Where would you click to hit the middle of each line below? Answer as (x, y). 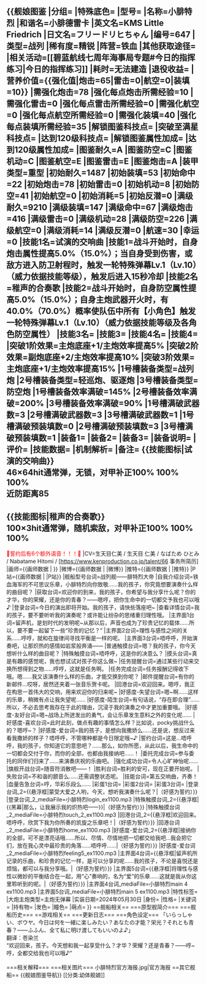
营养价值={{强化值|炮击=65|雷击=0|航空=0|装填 (98, 81)
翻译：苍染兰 (22, 938)
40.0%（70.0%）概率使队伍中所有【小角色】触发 (101, 311)
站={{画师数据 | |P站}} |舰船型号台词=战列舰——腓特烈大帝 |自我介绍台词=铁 (102, 577)
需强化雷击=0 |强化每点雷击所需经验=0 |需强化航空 (103, 104)
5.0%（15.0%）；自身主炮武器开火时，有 (91, 300)
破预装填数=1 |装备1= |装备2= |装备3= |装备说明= (99, 438)
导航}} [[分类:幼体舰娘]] (76, 975)
